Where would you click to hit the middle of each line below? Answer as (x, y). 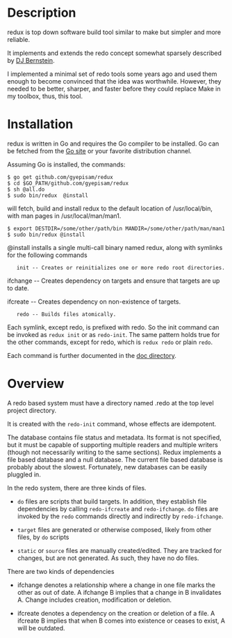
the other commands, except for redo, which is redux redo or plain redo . (110, 342)
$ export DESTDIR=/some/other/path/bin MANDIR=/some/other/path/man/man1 (116, 228)
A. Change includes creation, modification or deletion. (94, 600)
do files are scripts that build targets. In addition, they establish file (112, 501)
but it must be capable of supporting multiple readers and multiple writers (113, 444)
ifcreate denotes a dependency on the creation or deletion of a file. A (116, 613)
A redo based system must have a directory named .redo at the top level (110, 403)
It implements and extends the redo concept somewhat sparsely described (115, 53)
